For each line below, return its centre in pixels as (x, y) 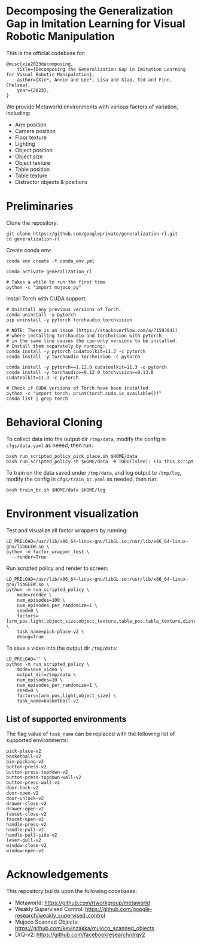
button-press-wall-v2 (33, 782)
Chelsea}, (19, 85)
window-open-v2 (25, 850)
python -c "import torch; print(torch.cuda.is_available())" (84, 393)
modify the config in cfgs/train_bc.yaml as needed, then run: (82, 479)
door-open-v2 (22, 793)
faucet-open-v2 (25, 819)
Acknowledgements (57, 874)
